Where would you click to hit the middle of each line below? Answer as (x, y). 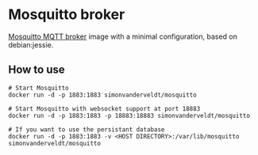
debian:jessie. (31, 44)
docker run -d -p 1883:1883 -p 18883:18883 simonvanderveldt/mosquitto (129, 115)
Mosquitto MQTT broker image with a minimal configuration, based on (123, 36)
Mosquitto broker (67, 15)
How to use (37, 70)
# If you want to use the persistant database (87, 129)
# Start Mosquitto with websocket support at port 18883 (104, 108)
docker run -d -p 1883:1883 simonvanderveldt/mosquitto (102, 95)
